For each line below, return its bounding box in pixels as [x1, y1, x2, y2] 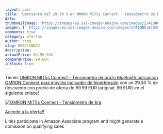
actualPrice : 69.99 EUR [5, 52, 53, 57]
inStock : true [5, 61, 34, 66]
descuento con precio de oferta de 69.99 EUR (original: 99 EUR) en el [5, 85, 145, 91]
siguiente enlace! [5, 90, 39, 96]
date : [5, 16, 16, 21]
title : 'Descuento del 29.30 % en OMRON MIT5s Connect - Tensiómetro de [5, 12, 155, 17]
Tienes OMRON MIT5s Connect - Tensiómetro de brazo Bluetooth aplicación [5, 75, 158, 81]
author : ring [5, 39, 32, 44]
